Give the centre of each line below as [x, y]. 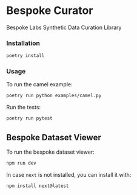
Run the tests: [24, 108]
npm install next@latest [38, 186]
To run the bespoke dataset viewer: [51, 152]
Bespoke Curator [50, 11]
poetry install [25, 56]
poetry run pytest [29, 118]
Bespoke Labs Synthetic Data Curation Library [64, 27]
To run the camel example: [39, 84]
